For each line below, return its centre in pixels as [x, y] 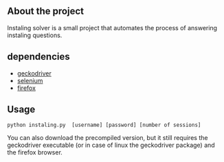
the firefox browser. [35, 152]
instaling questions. [35, 35]
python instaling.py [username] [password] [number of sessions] [104, 125]
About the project [46, 11]
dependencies [38, 57]
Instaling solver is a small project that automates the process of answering [112, 27]
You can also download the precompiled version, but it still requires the [108, 138]
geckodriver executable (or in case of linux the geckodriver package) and [111, 145]
